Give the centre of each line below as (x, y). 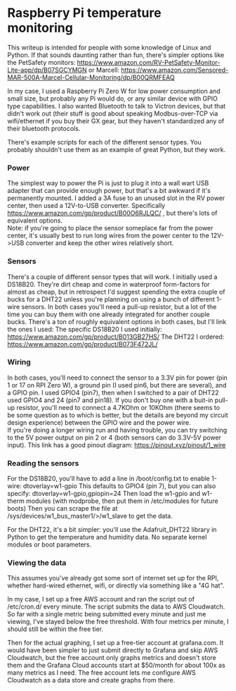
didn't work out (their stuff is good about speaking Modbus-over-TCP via (113, 113)
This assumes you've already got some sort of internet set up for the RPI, (113, 578)
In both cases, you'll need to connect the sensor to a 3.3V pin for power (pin (118, 378)
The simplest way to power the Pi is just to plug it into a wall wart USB (108, 183)
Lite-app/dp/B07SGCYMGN (47, 70)
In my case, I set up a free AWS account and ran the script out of (101, 599)
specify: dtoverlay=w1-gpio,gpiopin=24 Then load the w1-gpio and (104, 494)
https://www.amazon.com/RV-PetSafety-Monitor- (149, 62)
